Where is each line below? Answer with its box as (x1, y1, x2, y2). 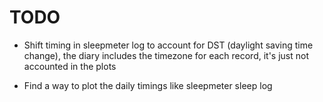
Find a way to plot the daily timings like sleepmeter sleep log (23, 79, 273, 91)
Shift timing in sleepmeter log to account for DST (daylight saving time (23, 39, 314, 51)
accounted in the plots (23, 60, 117, 72)
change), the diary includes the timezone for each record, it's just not (23, 49, 310, 61)
